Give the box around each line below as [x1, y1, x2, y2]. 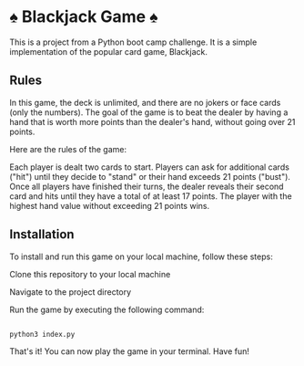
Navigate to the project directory [9, 286, 132, 298]
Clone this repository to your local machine [9, 268, 171, 279]
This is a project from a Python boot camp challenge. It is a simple [9, 37, 258, 47]
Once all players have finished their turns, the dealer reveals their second [9, 181, 284, 192]
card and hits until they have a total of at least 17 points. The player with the [9, 190, 293, 202]
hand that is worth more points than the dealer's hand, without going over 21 [9, 116, 296, 127]
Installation [9, 226, 75, 243]
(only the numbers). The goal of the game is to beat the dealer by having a [9, 107, 289, 118]
